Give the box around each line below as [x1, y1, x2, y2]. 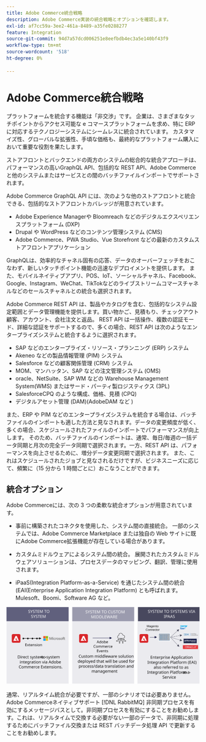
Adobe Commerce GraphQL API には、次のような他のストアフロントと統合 [6, 192, 196, 199]
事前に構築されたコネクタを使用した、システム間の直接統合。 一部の [15, 522, 189, 530]
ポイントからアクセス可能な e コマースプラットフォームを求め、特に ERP [11, 120, 196, 127]
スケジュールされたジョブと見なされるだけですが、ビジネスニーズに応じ [17, 457, 199, 464]
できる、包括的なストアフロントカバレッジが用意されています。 [6, 199, 167, 207]
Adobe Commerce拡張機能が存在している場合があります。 [20, 538, 169, 545]
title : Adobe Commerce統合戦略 [6, 10, 83, 16]
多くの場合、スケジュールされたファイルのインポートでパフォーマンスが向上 [6, 426, 199, 433]
